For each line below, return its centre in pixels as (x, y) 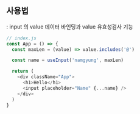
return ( (23, 72)
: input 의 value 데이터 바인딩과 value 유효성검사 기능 (70, 27)
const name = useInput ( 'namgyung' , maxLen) (68, 60)
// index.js (21, 38)
